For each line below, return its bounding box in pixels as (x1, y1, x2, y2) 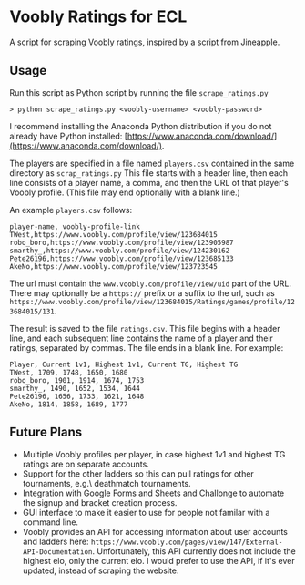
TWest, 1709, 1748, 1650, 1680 (9, 367, 128, 377)
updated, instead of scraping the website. (22, 565, 179, 576)
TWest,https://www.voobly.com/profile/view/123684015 (9, 230, 219, 239)
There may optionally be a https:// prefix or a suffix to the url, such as (9, 287, 275, 298)
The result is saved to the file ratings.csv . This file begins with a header (9, 323, 280, 334)
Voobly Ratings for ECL (9, 6, 188, 27)
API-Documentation (22, 547, 93, 557)
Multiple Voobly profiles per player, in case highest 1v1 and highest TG (22, 448, 286, 459)
